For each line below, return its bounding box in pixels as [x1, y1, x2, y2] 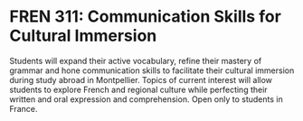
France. [9, 103, 38, 114]
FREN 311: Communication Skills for [9, 6, 282, 27]
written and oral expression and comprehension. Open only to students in [9, 93, 283, 105]
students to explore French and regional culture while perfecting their [9, 84, 269, 95]
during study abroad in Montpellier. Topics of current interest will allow [9, 74, 273, 85]
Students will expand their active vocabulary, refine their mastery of [9, 55, 262, 66]
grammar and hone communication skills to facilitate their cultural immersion [9, 65, 295, 76]
